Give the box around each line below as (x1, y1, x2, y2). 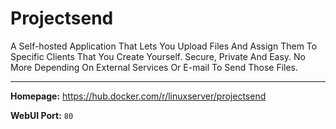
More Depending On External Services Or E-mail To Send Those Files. (10, 61, 299, 73)
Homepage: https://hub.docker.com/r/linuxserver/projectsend (10, 90, 267, 102)
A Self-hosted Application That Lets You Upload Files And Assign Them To (10, 40, 318, 52)
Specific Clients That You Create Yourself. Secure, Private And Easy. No (10, 50, 307, 62)
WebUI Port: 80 (10, 109, 74, 121)
